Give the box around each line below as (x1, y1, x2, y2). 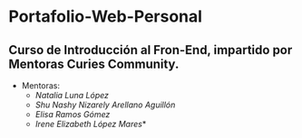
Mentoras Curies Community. (8, 56, 180, 71)
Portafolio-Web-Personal (8, 6, 203, 27)
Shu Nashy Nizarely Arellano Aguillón (34, 99, 176, 110)
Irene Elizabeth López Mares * (34, 119, 147, 129)
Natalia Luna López (34, 90, 110, 100)
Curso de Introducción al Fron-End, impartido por (8, 42, 293, 58)
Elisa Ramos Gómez (34, 109, 111, 119)
